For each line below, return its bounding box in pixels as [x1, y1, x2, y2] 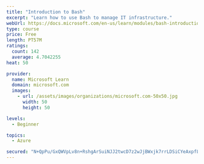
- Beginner [12, 121, 39, 128]
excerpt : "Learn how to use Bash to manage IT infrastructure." [6, 15, 172, 21]
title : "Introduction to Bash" [6, 9, 86, 15]
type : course [6, 26, 39, 32]
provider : [6, 70, 32, 77]
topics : [6, 132, 26, 138]
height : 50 [22, 104, 50, 111]
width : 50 [22, 99, 47, 105]
